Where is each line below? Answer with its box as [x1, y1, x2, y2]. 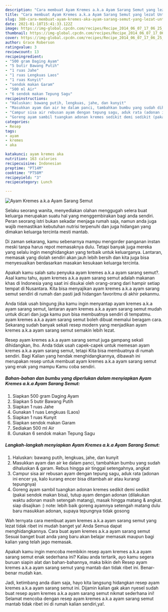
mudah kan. [18, 570, 43, 576]
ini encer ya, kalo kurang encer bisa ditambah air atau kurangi [12, 476, 140, 482]
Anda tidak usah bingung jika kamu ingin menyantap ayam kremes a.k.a [5, 300, 153, 307]
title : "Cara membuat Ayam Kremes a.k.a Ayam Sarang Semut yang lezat [5, 12, 155, 17]
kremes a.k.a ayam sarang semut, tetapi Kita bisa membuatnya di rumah [5, 348, 154, 354]
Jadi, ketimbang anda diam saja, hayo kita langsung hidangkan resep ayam [5, 580, 160, 586]
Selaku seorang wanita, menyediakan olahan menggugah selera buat [5, 208, 147, 214]
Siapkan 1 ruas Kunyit [12, 414, 56, 420]
